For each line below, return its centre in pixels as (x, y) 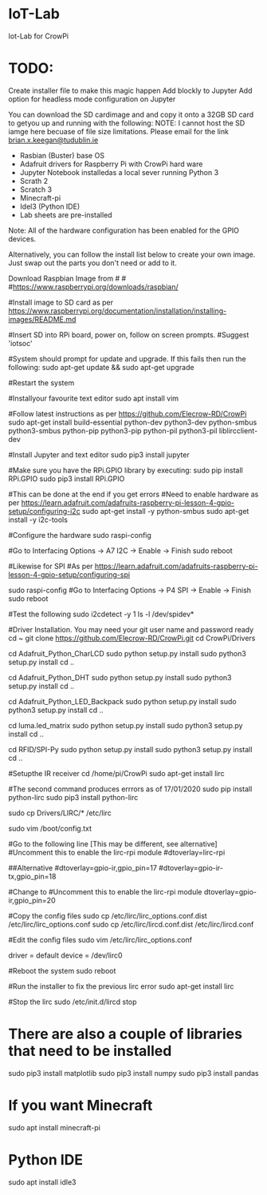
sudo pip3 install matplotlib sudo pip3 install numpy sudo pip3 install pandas (133, 1073)
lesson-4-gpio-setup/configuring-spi (69, 574)
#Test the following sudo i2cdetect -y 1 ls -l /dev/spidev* (101, 614)
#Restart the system (41, 382)
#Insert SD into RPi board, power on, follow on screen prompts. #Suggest (129, 335)
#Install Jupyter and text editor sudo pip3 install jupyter (99, 454)
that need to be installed (90, 1051)
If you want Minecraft (80, 1105)
